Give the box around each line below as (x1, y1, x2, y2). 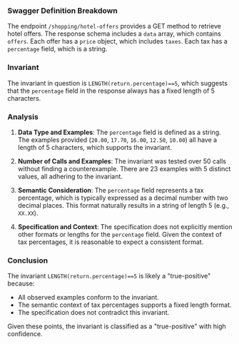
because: (7, 279, 35, 288)
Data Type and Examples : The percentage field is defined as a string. (17, 128, 221, 136)
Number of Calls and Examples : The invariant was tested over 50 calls (17, 156, 227, 166)
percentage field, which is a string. (7, 45, 108, 54)
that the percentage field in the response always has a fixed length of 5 (7, 86, 215, 95)
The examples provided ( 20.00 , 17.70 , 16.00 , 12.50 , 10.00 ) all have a (17, 135, 218, 144)
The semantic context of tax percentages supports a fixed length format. (17, 300, 232, 309)
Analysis (7, 111, 39, 121)
